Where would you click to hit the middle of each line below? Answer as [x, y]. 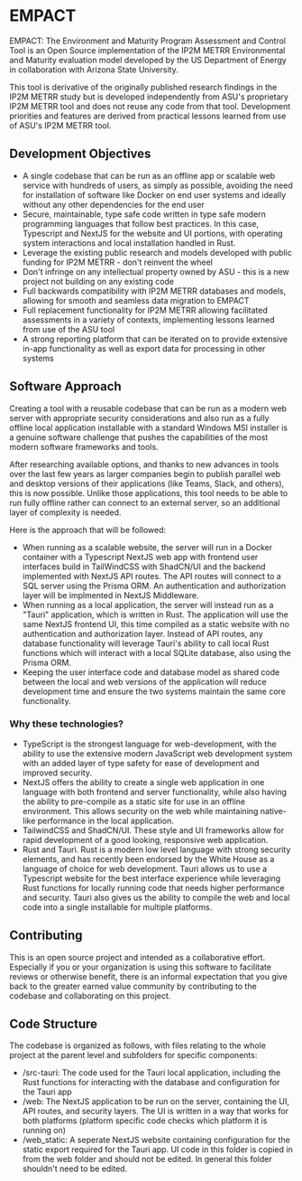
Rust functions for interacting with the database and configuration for [151, 1083]
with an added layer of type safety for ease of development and [141, 763]
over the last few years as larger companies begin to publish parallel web [145, 473]
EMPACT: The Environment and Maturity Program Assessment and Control [148, 41]
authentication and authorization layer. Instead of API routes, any [142, 633]
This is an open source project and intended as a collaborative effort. [137, 957]
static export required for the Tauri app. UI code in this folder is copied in [157, 1149]
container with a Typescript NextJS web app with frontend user [140, 557]
